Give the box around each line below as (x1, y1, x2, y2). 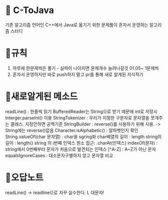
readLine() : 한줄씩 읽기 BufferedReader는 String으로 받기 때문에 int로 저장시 (5, 108, 158, 115)
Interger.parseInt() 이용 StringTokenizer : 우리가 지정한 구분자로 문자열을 (5, 115, 149, 121)
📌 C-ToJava (5, 5, 54, 16)
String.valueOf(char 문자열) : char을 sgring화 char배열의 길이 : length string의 (5, 133, 162, 140)
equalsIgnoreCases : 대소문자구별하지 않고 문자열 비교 (5, 152, 113, 158)
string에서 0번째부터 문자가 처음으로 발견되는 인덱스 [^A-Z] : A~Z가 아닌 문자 (5, 146, 156, 152)
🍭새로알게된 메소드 (5, 91, 78, 103)
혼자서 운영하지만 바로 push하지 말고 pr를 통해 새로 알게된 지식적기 (12, 71, 144, 77)
